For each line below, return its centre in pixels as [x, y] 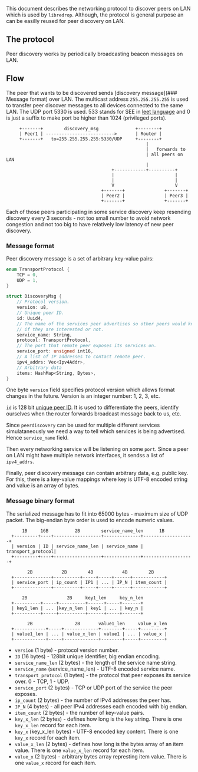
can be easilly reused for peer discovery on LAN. [65, 21]
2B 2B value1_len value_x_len [97, 623]
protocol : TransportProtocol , [54, 340]
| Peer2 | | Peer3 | [145, 196]
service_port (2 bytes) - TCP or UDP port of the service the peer [93, 687]
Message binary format [40, 501]
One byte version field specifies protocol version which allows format [90, 390]
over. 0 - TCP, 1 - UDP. [42, 681]
